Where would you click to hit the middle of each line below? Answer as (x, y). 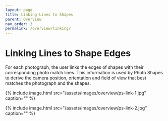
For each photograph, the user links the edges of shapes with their (74, 67)
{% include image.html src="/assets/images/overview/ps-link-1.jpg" (76, 93)
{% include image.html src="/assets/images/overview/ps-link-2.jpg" (76, 108)
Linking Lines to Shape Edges (68, 53)
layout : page (19, 10)
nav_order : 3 (19, 24)
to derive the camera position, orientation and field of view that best (76, 78)
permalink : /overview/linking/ (38, 29)
